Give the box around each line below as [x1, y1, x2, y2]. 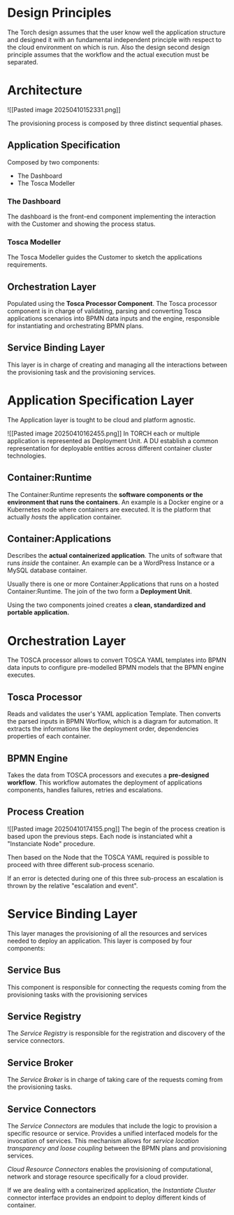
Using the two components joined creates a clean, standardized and [7, 601, 206, 610]
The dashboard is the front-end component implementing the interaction [7, 212, 217, 220]
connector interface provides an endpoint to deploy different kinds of [7, 1193, 206, 1202]
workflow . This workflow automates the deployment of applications [7, 778, 203, 787]
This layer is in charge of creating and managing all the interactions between [7, 360, 228, 369]
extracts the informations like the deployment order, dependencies [7, 724, 199, 733]
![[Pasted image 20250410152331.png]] [7, 105, 121, 113]
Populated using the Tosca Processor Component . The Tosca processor [7, 300, 218, 308]
